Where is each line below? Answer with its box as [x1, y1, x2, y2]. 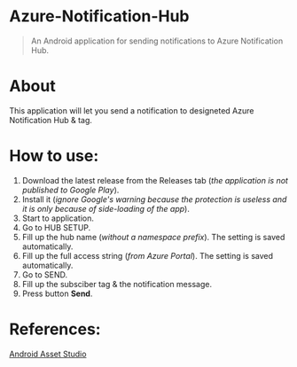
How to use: [9, 146, 99, 166]
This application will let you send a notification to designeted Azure [9, 105, 254, 116]
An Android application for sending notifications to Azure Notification [30, 35, 284, 46]
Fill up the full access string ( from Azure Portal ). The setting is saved [21, 250, 273, 261]
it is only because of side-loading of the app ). [21, 203, 191, 214]
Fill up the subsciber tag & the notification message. [21, 278, 213, 289]
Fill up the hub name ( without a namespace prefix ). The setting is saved [21, 231, 285, 242]
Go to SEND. [21, 269, 68, 280]
